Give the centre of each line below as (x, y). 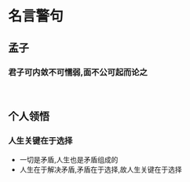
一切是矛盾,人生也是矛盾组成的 (69, 159)
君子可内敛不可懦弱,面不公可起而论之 (78, 72)
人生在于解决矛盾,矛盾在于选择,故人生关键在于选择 (100, 169)
